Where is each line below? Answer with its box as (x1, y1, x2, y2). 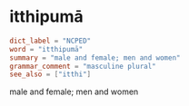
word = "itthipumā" (9, 44, 84, 53)
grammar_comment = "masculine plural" (9, 62, 156, 71)
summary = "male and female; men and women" (9, 53, 181, 63)
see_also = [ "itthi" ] (9, 70, 92, 79)
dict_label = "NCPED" (9, 36, 92, 45)
